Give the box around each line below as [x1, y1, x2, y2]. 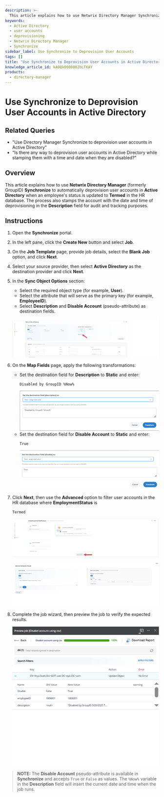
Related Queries [5, 126, 55, 134]
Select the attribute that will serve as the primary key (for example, [19, 293, 154, 298]
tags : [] [5, 54, 23, 59]
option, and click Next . [12, 254, 58, 260]
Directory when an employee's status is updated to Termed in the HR [5, 192, 145, 198]
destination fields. [19, 308, 56, 314]
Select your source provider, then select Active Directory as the [12, 263, 142, 269]
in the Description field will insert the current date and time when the [17, 781, 156, 787]
